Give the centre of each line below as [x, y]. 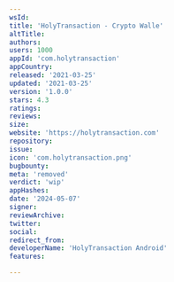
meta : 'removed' [39, 174]
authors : [25, 42]
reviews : [25, 116]
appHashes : [29, 191]
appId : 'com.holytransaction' [65, 59]
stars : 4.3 [29, 100]
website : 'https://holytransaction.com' [85, 133]
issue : [21, 149]
